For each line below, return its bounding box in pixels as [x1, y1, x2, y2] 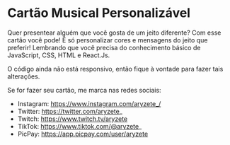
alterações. [7, 72, 40, 81]
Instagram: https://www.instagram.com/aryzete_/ [17, 99, 161, 108]
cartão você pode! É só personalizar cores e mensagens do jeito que [7, 35, 208, 44]
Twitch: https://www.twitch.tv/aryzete [17, 115, 128, 123]
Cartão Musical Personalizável [7, 5, 191, 21]
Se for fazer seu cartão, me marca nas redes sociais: [7, 86, 161, 94]
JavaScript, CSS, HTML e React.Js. [7, 51, 110, 59]
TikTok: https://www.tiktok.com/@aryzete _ [17, 122, 142, 130]
